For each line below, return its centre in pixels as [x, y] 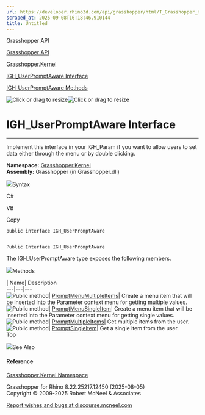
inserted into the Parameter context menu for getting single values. [91, 316]
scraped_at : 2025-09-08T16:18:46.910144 [59, 18]
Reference [20, 361]
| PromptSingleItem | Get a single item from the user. [113, 328]
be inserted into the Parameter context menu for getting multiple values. [97, 302]
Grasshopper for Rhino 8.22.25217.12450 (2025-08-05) [76, 387]
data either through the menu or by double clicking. [71, 154]
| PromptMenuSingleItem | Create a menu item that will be [120, 309]
